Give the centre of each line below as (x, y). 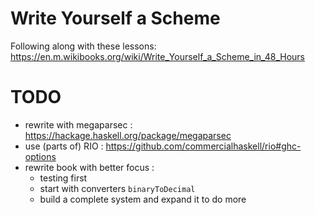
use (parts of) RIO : (64, 146)
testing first (63, 178)
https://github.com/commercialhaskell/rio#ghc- (203, 146)
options (40, 156)
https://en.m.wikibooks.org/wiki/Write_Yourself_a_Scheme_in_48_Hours (157, 56)
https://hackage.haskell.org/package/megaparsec (128, 135)
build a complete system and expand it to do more (143, 199)
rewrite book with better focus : (89, 167)
